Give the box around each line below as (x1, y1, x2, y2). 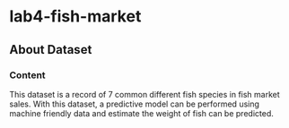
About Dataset (9, 42, 92, 57)
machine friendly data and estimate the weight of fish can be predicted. (9, 107, 274, 118)
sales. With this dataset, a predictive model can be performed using (9, 98, 260, 109)
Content (9, 69, 47, 81)
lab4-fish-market (9, 6, 142, 27)
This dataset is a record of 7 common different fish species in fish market (9, 89, 280, 99)
